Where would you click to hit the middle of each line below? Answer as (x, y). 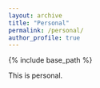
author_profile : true (44, 38)
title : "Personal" (39, 23)
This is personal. (36, 75)
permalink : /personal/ (46, 30)
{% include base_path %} (50, 60)
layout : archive (35, 15)
